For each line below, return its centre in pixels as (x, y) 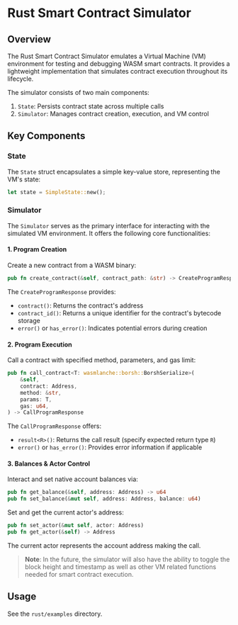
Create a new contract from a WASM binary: (72, 265)
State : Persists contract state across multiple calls (91, 106)
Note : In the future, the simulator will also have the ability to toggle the (127, 559)
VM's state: (24, 179)
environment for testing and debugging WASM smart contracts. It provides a (119, 64)
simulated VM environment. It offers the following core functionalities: (109, 233)
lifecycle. (21, 79)
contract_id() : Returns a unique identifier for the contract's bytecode (119, 312)
